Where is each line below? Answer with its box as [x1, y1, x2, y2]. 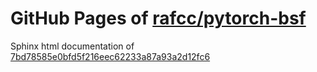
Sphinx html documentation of [10, 40, 135, 52]
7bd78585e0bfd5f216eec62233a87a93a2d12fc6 [10, 50, 211, 62]
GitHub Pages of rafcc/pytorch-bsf [10, 7, 307, 30]
